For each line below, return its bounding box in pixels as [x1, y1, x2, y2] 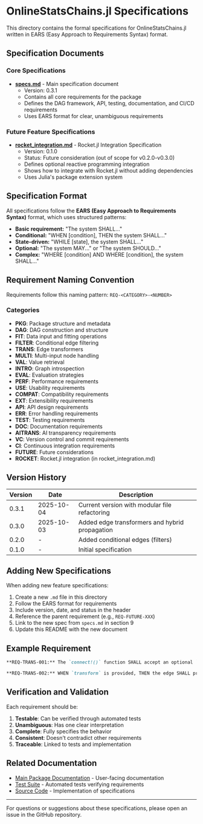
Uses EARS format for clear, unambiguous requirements [24, 112, 164, 119]
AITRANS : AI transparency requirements [14, 429, 117, 437]
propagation [78, 526, 113, 534]
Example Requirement [6, 643, 91, 653]
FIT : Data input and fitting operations [14, 332, 107, 340]
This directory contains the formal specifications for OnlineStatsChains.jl [6, 24, 187, 31]
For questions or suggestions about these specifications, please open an [6, 804, 187, 812]
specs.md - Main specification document [14, 80, 119, 87]
